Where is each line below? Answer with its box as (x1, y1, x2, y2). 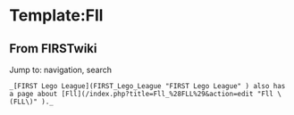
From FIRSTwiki (9, 41, 97, 56)
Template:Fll (9, 5, 104, 26)
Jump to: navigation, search (9, 64, 112, 75)
